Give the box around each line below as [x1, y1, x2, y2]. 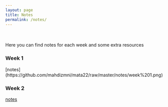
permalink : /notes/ [5, 17, 47, 22]
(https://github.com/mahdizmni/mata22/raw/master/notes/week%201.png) [5, 72, 163, 78]
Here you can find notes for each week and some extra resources [5, 42, 144, 48]
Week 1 [5, 55, 24, 62]
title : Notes [5, 12, 33, 17]
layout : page [5, 7, 33, 13]
